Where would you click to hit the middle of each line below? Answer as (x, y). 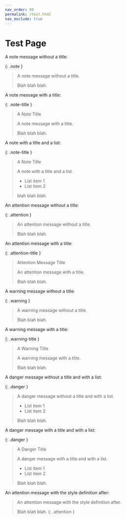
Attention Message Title (41, 263)
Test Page (26, 43)
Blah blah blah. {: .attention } (46, 512)
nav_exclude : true (24, 19)
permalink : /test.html (28, 14)
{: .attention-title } (23, 253)
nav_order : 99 (20, 10)
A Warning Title (33, 348)
